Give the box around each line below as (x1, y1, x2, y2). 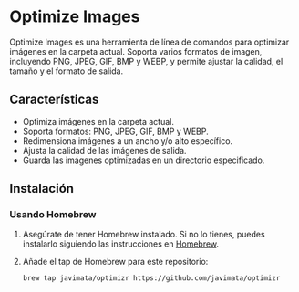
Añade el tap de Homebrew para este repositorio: (22, 257, 209, 267)
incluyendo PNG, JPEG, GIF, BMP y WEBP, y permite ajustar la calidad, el (9, 55, 284, 66)
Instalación (9, 181, 75, 196)
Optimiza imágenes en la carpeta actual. (22, 116, 175, 126)
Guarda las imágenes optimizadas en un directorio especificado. (22, 155, 265, 166)
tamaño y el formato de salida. (9, 65, 124, 76)
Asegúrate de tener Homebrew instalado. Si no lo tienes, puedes (22, 229, 266, 240)
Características (9, 92, 99, 107)
